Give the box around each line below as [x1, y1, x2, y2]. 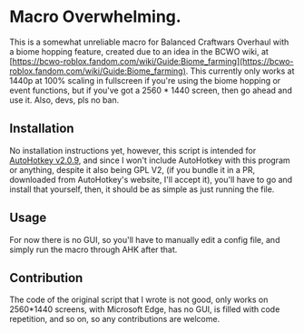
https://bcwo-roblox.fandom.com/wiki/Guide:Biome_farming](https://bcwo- [12, 55, 294, 66]
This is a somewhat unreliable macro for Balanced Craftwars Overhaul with [9, 36, 289, 47]
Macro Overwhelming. [9, 6, 181, 27]
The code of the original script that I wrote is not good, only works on [9, 294, 269, 306]
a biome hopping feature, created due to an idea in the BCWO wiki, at [9, 45, 270, 56]
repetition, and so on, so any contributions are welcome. [9, 314, 221, 325]
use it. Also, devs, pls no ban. [9, 94, 120, 106]
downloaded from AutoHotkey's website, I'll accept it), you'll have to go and [9, 174, 293, 185]
